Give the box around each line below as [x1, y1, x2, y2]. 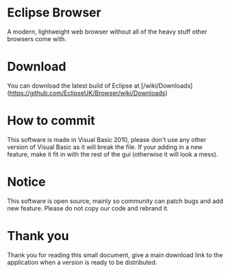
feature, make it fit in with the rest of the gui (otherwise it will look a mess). [7, 150, 218, 158]
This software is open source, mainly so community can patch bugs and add [7, 197, 224, 205]
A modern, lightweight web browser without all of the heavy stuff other [7, 27, 207, 36]
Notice [7, 174, 46, 189]
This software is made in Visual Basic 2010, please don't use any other [7, 135, 207, 143]
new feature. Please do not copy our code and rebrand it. [7, 204, 170, 212]
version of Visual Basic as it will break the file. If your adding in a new [7, 143, 203, 151]
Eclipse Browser [7, 5, 102, 21]
